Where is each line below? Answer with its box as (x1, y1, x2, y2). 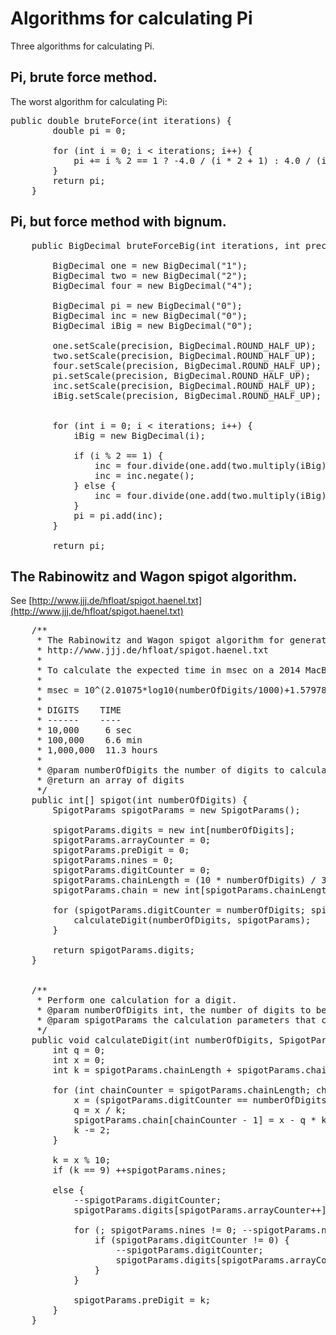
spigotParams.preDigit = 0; (52, 845, 190, 856)
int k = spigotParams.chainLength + (52, 1065, 233, 1076)
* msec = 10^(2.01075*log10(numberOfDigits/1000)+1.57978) (36, 685, 333, 696)
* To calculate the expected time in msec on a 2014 (36, 665, 301, 676)
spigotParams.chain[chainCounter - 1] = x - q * (73, 1115, 317, 1126)
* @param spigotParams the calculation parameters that (36, 1015, 317, 1026)
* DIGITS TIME (36, 705, 122, 716)
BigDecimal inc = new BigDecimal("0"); (52, 310, 248, 321)
